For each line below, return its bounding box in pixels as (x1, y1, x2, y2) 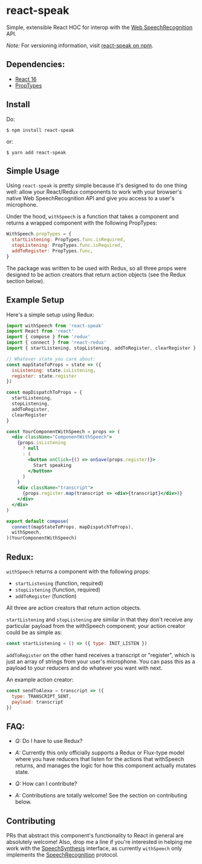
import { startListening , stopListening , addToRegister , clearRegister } (6, 345, 197, 352)
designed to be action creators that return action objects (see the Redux (6, 270, 186, 278)
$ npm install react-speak (6, 127, 74, 133)
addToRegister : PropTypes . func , (11, 248, 94, 254)
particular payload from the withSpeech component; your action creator (6, 623, 186, 629)
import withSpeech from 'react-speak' (6, 322, 104, 329)
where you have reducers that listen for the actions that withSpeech (15, 756, 184, 763)
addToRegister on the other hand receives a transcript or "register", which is (6, 651, 195, 658)
